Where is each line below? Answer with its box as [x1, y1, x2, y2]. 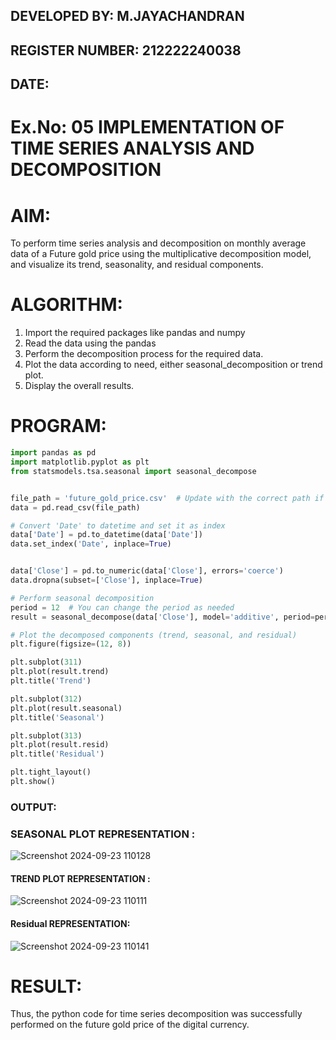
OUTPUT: [10, 800, 57, 814]
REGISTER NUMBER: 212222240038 [10, 42, 242, 59]
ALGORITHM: [10, 294, 123, 316]
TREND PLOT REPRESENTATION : [10, 872, 151, 884]
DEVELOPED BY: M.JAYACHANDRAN [10, 8, 245, 25]
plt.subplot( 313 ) [10, 730, 83, 741]
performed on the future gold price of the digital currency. [10, 1019, 250, 1031]
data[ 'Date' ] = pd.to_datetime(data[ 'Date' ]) [10, 530, 203, 540]
